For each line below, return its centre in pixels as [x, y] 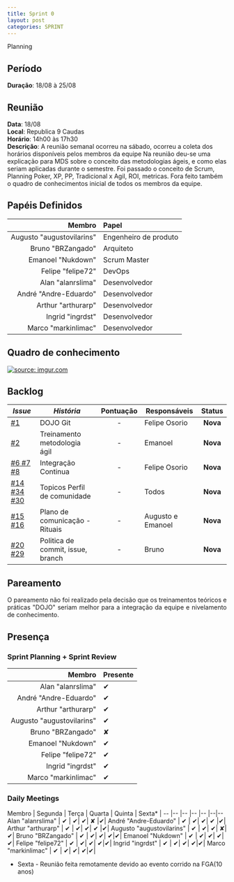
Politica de [57, 541]
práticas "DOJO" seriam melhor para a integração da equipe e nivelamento [117, 607]
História [67, 411]
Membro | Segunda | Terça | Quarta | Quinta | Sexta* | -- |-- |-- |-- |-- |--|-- [116, 814]
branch [51, 558]
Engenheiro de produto [141, 237]
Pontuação [119, 411]
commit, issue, [63, 549]
